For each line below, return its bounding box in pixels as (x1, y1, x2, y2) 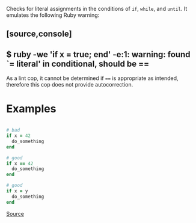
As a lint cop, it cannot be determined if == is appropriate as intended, (6, 75, 179, 82)
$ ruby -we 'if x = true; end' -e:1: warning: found (6, 49, 191, 60)
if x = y (6, 188, 28, 194)
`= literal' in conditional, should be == (6, 58, 149, 69)
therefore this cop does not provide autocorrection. (6, 81, 133, 88)
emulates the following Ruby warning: (6, 11, 100, 19)
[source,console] (6, 29, 72, 39)
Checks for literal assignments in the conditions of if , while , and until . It (6, 5, 188, 12)
